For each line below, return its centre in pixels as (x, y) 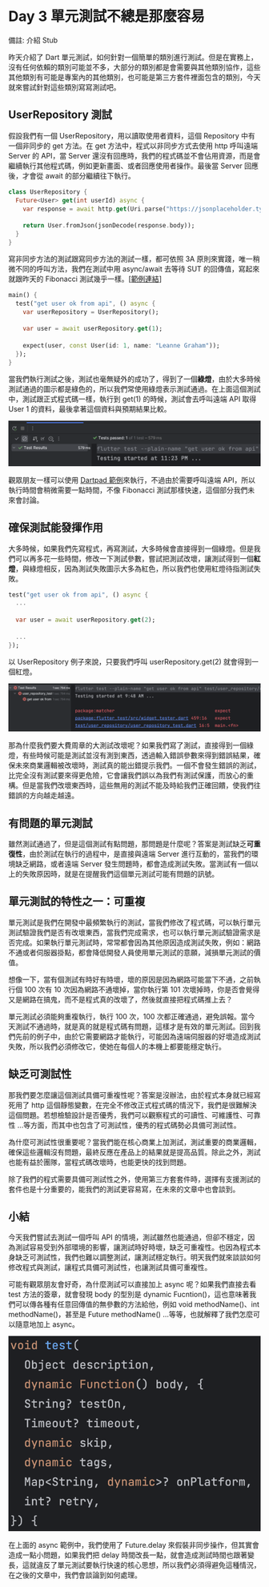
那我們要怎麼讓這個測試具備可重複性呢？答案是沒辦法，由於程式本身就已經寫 (134, 1095)
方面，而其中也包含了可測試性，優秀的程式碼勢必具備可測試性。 (136, 1125)
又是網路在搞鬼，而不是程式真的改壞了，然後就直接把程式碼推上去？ (120, 999)
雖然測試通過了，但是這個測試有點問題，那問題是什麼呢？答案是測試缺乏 (127, 844)
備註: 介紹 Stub (33, 40)
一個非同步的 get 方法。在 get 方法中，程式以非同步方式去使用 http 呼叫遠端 (133, 146)
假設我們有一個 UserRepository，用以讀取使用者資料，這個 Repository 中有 (132, 135)
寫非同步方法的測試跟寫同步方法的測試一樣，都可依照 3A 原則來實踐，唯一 (131, 259)
